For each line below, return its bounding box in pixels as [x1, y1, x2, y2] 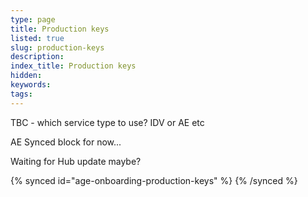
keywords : [10, 80, 52, 90]
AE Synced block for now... [10, 136, 122, 148]
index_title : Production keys [10, 61, 137, 71]
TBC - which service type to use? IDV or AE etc [10, 116, 205, 128]
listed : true [10, 33, 65, 43]
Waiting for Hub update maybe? [10, 155, 142, 167]
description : [10, 52, 65, 62]
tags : [10, 89, 33, 99]
